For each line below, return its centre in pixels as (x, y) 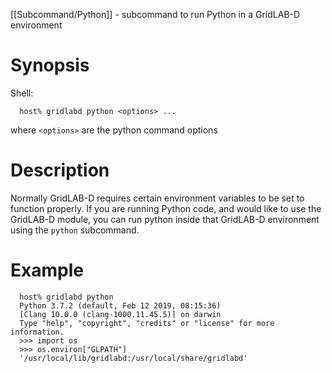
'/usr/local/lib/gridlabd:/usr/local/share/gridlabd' (133, 358)
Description (60, 170)
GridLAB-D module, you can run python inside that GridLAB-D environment (165, 219)
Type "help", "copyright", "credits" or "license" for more (147, 323)
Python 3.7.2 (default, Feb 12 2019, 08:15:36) (120, 305)
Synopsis (50, 65)
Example (47, 270)
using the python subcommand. (75, 230)
